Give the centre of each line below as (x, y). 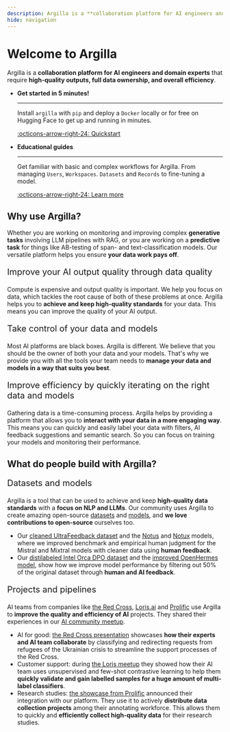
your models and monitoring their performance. (74, 442)
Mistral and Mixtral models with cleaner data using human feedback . (114, 550)
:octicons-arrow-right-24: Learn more (71, 195)
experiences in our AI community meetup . (66, 621)
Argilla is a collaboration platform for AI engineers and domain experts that (115, 73)
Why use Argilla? (44, 216)
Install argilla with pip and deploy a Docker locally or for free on (108, 113)
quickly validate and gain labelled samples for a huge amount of (110, 678)
